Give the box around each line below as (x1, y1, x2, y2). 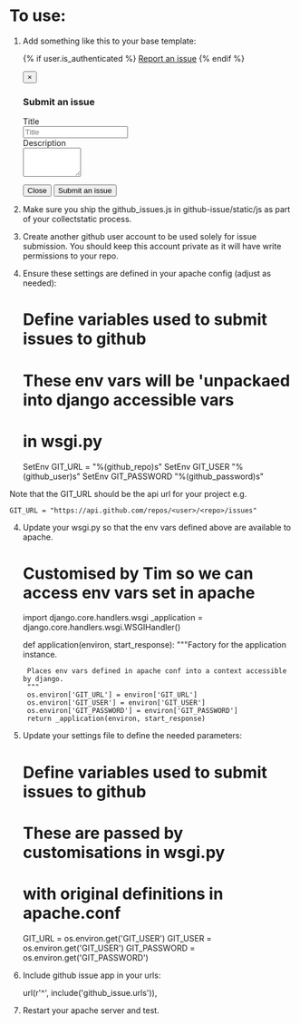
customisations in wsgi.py (22, 842, 226, 863)
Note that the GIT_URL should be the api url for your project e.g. (9, 488, 247, 499)
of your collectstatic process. (22, 214, 132, 225)
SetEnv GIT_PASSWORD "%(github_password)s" (82, 471, 265, 482)
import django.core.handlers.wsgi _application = (22, 612, 204, 623)
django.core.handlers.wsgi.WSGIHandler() (22, 622, 181, 633)
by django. (22, 675, 64, 684)
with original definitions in (22, 883, 224, 904)
